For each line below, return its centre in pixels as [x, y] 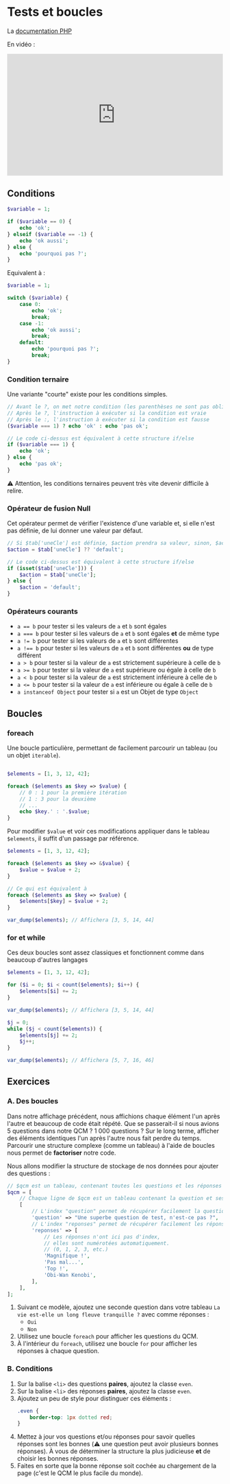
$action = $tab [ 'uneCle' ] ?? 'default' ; [66, 550]
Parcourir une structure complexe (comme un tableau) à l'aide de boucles [111, 1145]
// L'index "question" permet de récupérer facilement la [116, 1212]
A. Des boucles [33, 1101]
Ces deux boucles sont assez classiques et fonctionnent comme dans [106, 953]
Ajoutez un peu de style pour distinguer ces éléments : [94, 1398]
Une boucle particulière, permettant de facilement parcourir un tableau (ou [112, 748]
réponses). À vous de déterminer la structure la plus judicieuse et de [114, 1451]
